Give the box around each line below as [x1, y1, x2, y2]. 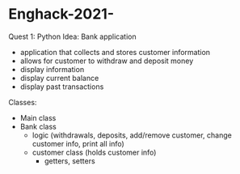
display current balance [19, 73, 99, 83]
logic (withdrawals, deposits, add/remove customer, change [32, 130, 232, 140]
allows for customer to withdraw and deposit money [19, 56, 194, 66]
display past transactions [19, 82, 104, 91]
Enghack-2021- [8, 5, 115, 23]
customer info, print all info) [32, 138, 125, 148]
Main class [19, 112, 57, 122]
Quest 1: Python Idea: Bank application [8, 32, 137, 41]
